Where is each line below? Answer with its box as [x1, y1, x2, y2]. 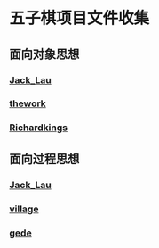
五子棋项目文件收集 [9, 8, 150, 29]
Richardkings [9, 121, 68, 134]
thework [9, 97, 46, 110]
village [9, 203, 39, 215]
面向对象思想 [9, 46, 80, 62]
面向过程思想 [9, 151, 80, 166]
